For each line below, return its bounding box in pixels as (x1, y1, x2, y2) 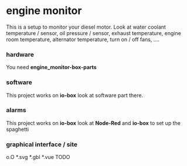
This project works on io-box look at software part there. (6, 92, 144, 99)
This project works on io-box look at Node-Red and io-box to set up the (6, 119, 181, 126)
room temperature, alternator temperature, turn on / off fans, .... (6, 36, 160, 43)
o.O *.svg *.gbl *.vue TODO (6, 154, 70, 161)
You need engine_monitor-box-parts (6, 64, 97, 71)
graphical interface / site (6, 140, 78, 148)
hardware (6, 50, 34, 58)
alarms (6, 106, 26, 115)
